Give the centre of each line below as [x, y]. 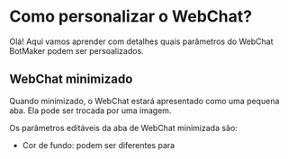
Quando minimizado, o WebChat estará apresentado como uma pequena [144, 101]
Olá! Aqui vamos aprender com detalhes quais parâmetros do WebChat [141, 41]
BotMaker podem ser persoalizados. [76, 50]
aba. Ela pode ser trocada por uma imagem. [90, 110]
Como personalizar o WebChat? [131, 17]
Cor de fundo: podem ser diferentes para [99, 145]
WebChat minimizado [71, 79]
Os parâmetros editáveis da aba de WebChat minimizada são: [124, 128]
